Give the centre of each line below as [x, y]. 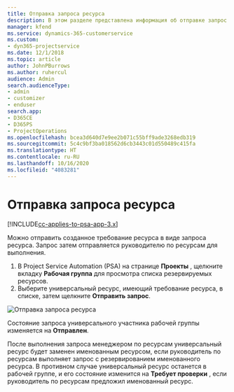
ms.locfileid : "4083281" [43, 170]
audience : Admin [31, 79]
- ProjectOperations [37, 131]
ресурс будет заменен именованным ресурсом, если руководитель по [114, 351]
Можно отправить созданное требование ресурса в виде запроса [107, 237]
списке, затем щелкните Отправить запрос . [84, 295]
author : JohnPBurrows [39, 66]
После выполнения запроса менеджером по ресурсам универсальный [115, 344]
